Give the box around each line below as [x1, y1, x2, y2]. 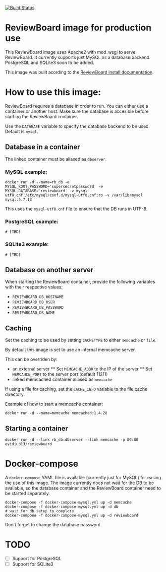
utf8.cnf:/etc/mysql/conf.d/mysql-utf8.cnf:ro [5, 193, 103, 198]
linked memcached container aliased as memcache [12, 376, 112, 382]
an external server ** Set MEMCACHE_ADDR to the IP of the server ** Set [12, 366, 153, 372]
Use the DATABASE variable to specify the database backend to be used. [5, 123, 150, 129]
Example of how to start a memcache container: [5, 401, 103, 407]
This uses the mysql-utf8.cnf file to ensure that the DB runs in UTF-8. [5, 206, 148, 212]
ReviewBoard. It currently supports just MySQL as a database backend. [5, 54, 151, 60]
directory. [5, 391, 25, 397]
